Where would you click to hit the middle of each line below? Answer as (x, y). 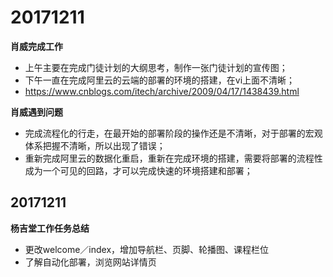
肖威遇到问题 (36, 112)
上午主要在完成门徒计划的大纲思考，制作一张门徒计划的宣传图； (156, 67)
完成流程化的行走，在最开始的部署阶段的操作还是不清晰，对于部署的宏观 (173, 133)
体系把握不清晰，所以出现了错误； (95, 145)
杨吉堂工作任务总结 (50, 228)
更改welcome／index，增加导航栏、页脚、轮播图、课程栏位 (147, 249)
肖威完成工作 (36, 46)
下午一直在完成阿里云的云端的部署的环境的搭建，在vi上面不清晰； (160, 80)
